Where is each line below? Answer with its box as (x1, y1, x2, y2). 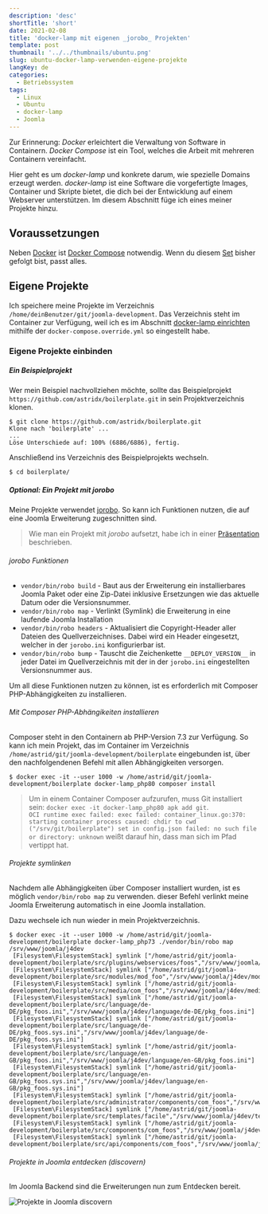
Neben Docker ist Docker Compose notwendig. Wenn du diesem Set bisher (9, 248, 256, 257)
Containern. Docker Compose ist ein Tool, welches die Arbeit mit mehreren (9, 145, 254, 155)
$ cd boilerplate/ (9, 468, 70, 477)
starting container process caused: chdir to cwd (28, 818, 197, 826)
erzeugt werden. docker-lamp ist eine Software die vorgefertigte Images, (9, 178, 249, 187)
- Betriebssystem (16, 78, 74, 86)
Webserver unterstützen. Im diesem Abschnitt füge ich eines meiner (9, 194, 233, 204)
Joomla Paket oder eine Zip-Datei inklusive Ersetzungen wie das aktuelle (20, 589, 260, 599)
